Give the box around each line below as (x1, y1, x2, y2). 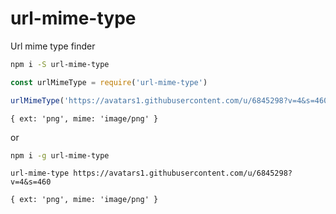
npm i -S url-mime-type (10, 59, 110, 69)
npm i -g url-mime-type (10, 150, 110, 161)
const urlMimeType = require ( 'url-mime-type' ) (10, 77, 208, 87)
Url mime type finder (10, 40, 96, 52)
